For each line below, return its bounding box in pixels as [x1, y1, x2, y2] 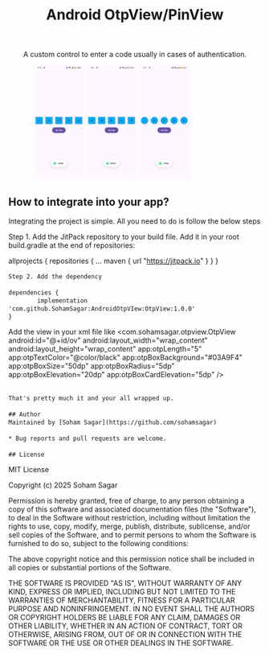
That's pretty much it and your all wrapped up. [8, 394, 174, 403]
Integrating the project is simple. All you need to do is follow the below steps [8, 216, 261, 226]
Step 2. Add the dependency [8, 273, 103, 281]
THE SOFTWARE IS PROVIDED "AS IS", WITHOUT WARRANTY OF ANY [8, 578, 243, 588]
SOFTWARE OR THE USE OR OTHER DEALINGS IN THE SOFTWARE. [8, 638, 234, 648]
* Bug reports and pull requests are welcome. [8, 434, 167, 443]
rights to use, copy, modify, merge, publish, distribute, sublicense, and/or [8, 521, 251, 532]
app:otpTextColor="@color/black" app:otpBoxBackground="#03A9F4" [8, 352, 243, 363]
